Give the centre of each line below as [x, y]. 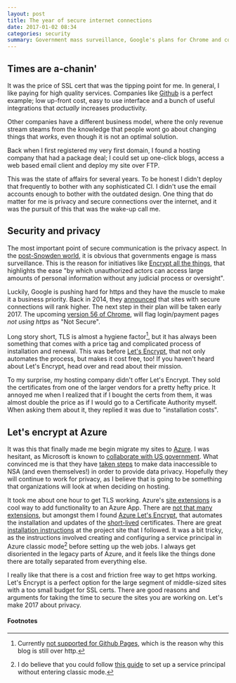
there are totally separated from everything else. [77, 561]
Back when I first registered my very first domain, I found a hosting [104, 150]
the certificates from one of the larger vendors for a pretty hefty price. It [112, 388]
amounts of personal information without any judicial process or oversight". [116, 278]
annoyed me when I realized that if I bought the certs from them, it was [110, 395]
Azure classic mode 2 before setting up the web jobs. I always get [101, 546]
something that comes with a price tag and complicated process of [104, 344]
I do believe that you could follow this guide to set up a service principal [122, 665]
